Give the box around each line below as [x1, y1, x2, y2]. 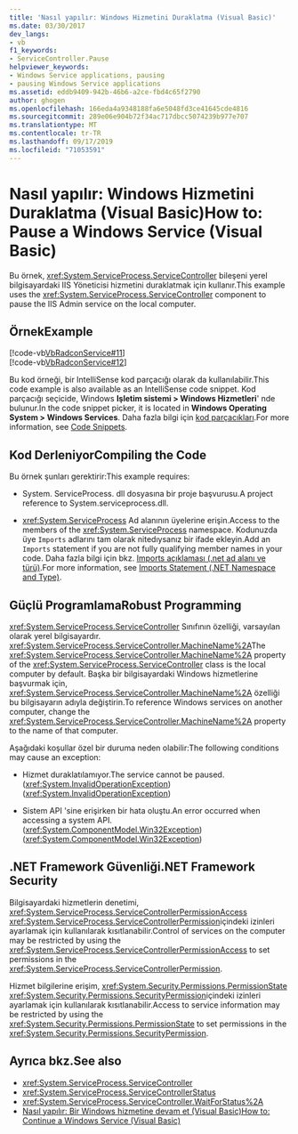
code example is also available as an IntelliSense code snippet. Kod [9, 384, 256, 394]
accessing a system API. [21, 815, 113, 825]
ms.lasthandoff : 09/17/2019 [9, 137, 114, 146]
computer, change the [9, 707, 91, 717]
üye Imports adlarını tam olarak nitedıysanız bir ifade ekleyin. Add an [21, 534, 271, 545]
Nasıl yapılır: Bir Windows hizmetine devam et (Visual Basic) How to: [21, 1106, 270, 1116]
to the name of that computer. [9, 725, 118, 735]
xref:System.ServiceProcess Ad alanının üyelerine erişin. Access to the [21, 515, 280, 526]
